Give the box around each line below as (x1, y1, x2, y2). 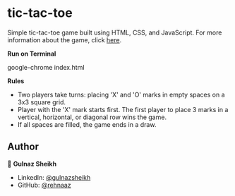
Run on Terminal (7, 49, 56, 58)
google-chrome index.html (7, 63, 85, 71)
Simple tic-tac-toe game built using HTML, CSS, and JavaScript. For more (7, 28, 222, 37)
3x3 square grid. (17, 97, 66, 106)
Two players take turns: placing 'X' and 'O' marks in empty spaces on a (17, 90, 225, 99)
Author (7, 141, 39, 153)
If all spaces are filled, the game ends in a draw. (17, 120, 157, 128)
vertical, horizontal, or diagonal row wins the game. (17, 113, 167, 121)
